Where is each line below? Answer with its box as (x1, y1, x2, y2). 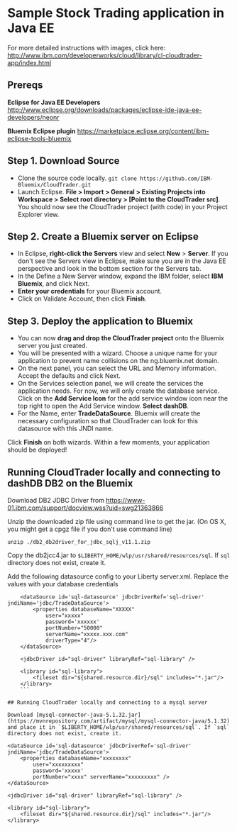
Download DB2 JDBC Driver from (7, 496, 105, 504)
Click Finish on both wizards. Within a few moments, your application (7, 438, 211, 447)
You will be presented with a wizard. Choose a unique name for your (17, 349, 218, 357)
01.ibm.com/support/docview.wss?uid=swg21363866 (7, 503, 164, 512)
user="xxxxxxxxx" (33, 761, 84, 768)
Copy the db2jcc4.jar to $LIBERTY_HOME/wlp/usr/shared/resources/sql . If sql (7, 551, 231, 559)
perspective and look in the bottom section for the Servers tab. (17, 264, 202, 273)
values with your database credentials (7, 580, 118, 588)
